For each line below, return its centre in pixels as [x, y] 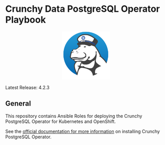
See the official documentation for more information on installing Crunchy [82, 131]
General [18, 104]
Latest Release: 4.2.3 [27, 87]
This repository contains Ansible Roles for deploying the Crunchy [74, 116]
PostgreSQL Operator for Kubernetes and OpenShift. [61, 121]
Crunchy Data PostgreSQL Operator [82, 9]
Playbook [26, 20]
